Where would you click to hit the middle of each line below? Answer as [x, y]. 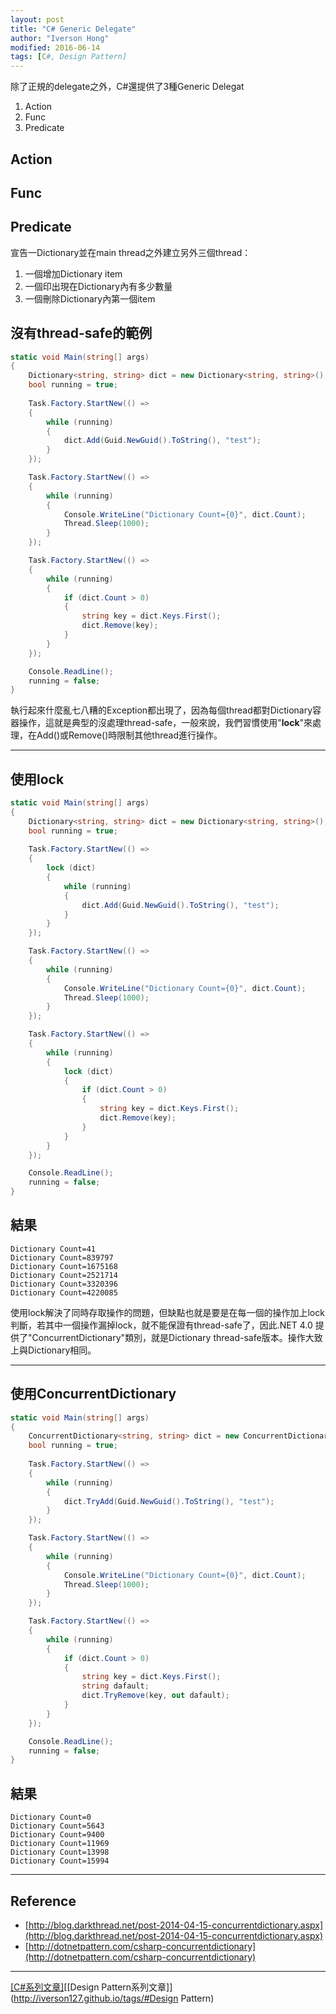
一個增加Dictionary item [73, 273]
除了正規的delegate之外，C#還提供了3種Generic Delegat [127, 87]
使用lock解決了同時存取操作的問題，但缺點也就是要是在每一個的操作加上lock [167, 1312]
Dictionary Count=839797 [62, 1257]
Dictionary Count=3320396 [64, 1284]
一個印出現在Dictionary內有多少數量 [98, 286]
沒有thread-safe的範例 [81, 333]
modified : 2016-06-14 [55, 47]
